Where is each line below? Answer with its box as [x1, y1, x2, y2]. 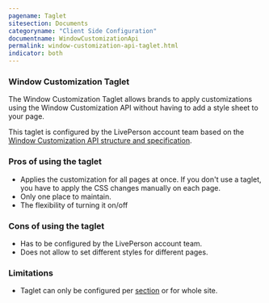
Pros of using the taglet [8, 156, 103, 167]
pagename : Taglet [8, 11, 67, 20]
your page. [8, 112, 44, 121]
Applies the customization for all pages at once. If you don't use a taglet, [19, 175, 262, 184]
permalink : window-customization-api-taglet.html [8, 42, 179, 50]
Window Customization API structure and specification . [8, 136, 192, 145]
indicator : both [8, 49, 63, 57]
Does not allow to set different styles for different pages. [19, 247, 208, 257]
